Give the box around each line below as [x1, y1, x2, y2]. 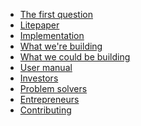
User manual [19, 62, 73, 73]
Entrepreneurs [19, 94, 80, 105]
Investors [19, 72, 59, 84]
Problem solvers [19, 83, 88, 94]
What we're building [19, 40, 103, 52]
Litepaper [19, 19, 60, 31]
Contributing [19, 104, 72, 116]
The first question [19, 9, 94, 20]
